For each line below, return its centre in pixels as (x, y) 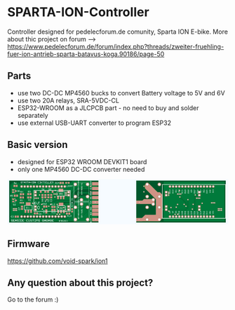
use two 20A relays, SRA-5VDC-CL (68, 100)
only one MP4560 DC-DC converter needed (81, 169)
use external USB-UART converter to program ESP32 (94, 123)
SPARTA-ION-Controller (78, 12)
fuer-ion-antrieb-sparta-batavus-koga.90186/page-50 (86, 54)
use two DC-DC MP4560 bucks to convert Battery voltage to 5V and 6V (121, 93)
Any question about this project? (80, 282)
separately (33, 115)
